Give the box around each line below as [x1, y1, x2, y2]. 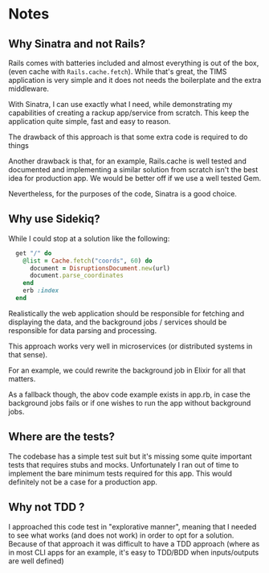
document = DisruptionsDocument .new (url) [29, 264, 171, 272]
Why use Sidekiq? [8, 212, 100, 226]
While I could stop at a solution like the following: [8, 233, 170, 243]
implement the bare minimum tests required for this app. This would [8, 468, 233, 478]
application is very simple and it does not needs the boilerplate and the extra [8, 76, 262, 85]
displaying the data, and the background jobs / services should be [8, 317, 227, 327]
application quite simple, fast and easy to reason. [8, 117, 171, 126]
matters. [8, 373, 36, 383]
